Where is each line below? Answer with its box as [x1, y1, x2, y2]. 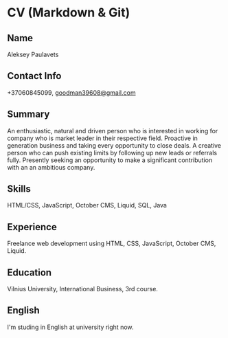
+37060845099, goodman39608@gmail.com [7, 88, 136, 97]
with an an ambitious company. [7, 163, 95, 171]
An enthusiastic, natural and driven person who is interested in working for [7, 126, 218, 135]
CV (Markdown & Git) [7, 5, 130, 21]
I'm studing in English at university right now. [7, 323, 134, 331]
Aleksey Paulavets [7, 50, 59, 58]
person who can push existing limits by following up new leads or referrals [7, 148, 218, 157]
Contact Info [7, 70, 62, 82]
